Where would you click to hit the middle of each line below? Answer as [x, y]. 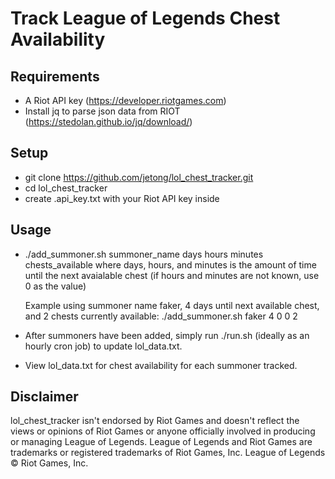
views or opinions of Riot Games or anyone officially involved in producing [163, 431]
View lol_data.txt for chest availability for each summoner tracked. [161, 365]
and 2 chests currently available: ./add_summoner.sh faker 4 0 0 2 [161, 316]
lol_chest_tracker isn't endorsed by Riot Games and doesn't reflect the [155, 421]
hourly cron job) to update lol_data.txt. [103, 346]
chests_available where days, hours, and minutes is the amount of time [170, 264]
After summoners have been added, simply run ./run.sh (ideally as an [167, 335]
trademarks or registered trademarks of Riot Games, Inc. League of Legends [168, 453]
